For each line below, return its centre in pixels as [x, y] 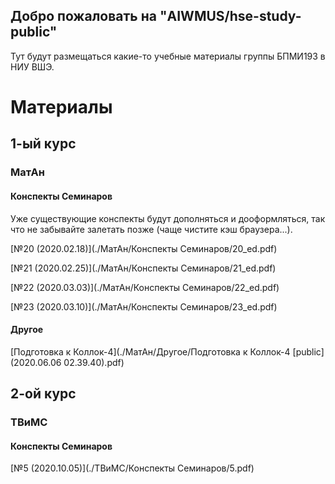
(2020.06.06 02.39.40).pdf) [67, 362]
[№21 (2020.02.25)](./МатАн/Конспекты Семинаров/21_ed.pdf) [143, 268]
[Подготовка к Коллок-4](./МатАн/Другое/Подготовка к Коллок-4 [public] [167, 351]
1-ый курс [43, 144]
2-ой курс [43, 394]
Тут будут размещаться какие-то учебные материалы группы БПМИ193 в [168, 56]
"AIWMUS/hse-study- [230, 16]
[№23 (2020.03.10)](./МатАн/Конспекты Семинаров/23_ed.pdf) [144, 306]
